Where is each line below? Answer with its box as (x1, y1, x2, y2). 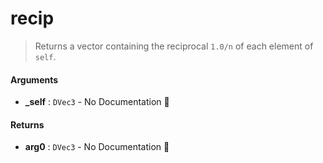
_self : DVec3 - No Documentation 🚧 (24, 96, 170, 108)
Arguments (10, 73, 59, 86)
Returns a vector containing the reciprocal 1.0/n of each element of (34, 40, 314, 52)
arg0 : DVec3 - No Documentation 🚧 (24, 141, 170, 153)
